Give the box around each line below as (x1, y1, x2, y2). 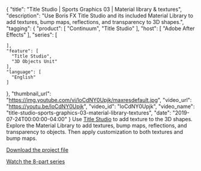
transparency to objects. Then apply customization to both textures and (6, 128, 184, 135)
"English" (11, 74, 36, 80)
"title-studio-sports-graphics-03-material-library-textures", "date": (6, 109, 172, 116)
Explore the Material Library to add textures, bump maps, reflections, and (6, 122, 187, 129)
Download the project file (6, 146, 69, 153)
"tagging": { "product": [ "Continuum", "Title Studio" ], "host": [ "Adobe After (6, 25, 195, 32)
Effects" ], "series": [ (6, 31, 58, 38)
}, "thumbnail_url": (6, 90, 52, 97)
